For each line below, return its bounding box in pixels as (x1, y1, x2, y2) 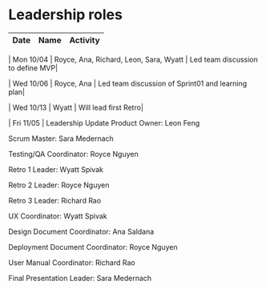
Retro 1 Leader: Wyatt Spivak (8, 164, 104, 174)
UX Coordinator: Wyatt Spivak (8, 211, 107, 221)
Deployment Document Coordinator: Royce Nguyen (8, 242, 178, 251)
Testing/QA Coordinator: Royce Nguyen (8, 149, 139, 159)
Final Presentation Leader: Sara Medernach (8, 273, 152, 283)
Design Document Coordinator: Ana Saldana (8, 227, 155, 236)
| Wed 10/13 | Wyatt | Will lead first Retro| (8, 102, 144, 112)
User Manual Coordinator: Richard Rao (8, 258, 135, 267)
